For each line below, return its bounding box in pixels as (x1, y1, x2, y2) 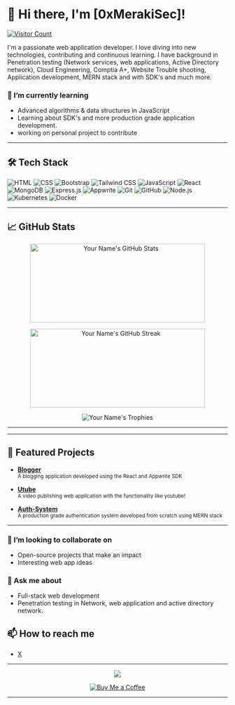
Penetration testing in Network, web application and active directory (17, 599, 214, 608)
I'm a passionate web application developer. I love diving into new (7, 43, 197, 51)
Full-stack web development (17, 591, 100, 600)
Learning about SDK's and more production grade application (17, 114, 195, 122)
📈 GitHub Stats (7, 221, 76, 233)
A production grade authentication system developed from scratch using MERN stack (17, 512, 222, 519)
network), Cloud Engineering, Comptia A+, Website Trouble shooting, (7, 65, 206, 74)
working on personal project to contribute (17, 129, 138, 137)
